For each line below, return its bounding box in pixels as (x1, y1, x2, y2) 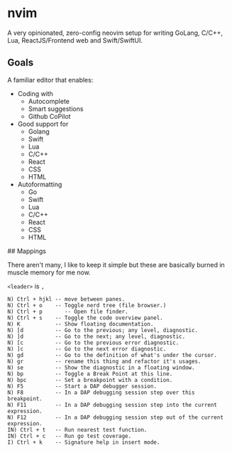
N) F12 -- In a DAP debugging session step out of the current (7, 414, 223, 421)
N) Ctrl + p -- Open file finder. (7, 308, 129, 315)
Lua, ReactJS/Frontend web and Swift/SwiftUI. (7, 36, 143, 44)
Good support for (17, 119, 69, 128)
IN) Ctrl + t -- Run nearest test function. (7, 426, 148, 433)
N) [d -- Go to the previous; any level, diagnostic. (7, 326, 199, 334)
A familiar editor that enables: (7, 75, 94, 84)
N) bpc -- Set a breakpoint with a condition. (7, 376, 173, 383)
